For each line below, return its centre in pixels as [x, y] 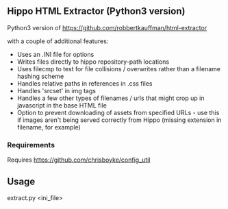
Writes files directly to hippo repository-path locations [93, 62]
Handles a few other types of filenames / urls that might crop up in [111, 98]
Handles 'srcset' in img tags [56, 90]
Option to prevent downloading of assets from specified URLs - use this [118, 112]
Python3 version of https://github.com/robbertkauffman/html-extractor [107, 27]
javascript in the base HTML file [62, 105]
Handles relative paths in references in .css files [85, 83]
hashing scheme [40, 76]
